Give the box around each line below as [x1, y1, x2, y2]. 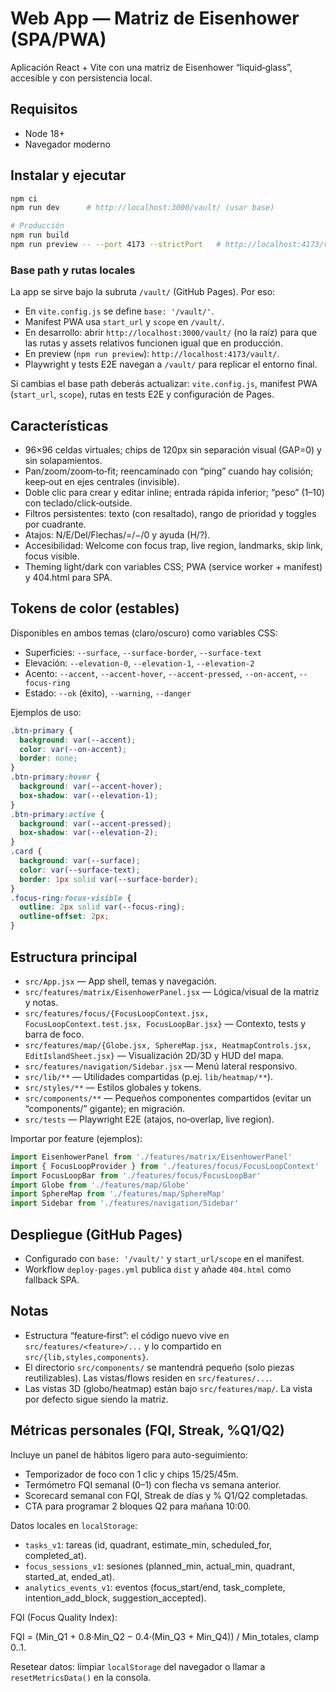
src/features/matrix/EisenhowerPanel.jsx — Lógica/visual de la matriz [24, 985, 320, 997]
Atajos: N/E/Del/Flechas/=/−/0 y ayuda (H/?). [24, 529, 211, 541]
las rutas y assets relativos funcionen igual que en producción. [24, 337, 283, 349]
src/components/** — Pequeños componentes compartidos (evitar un [24, 1092, 312, 1104]
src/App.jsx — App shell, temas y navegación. [24, 975, 217, 987]
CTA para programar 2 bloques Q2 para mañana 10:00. [24, 1500, 252, 1512]
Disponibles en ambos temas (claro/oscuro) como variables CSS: [10, 627, 278, 639]
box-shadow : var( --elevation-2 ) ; [19, 828, 159, 838]
